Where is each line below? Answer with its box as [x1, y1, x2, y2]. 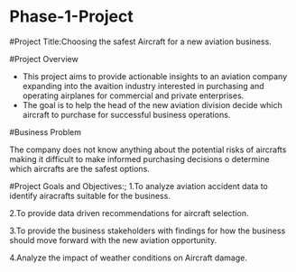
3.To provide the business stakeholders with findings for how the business [9, 225, 286, 236]
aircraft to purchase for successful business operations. [22, 109, 231, 120]
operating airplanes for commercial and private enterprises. [22, 90, 245, 101]
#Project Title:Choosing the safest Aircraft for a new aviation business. [9, 36, 273, 47]
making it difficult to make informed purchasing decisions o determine [9, 153, 270, 164]
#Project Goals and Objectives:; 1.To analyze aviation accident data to [9, 180, 268, 191]
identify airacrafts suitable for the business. [9, 190, 171, 201]
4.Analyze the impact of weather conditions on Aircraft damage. [9, 252, 248, 263]
